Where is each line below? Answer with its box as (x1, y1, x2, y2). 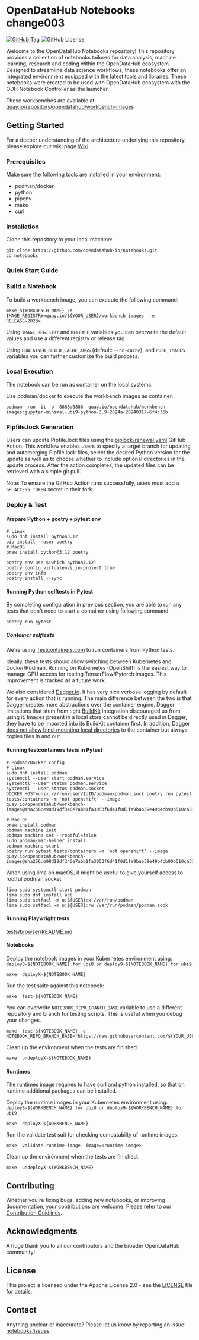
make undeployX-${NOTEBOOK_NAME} (6, 1055, 92, 1062)
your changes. (6, 1016, 41, 1024)
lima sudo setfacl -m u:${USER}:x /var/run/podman (6, 897, 134, 903)
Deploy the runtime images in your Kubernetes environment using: (6, 1099, 168, 1106)
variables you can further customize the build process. (6, 352, 140, 360)
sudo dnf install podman (6, 770, 68, 776)
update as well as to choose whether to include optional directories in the (6, 456, 185, 463)
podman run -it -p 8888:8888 (6, 404, 84, 410)
